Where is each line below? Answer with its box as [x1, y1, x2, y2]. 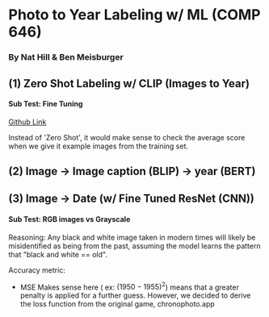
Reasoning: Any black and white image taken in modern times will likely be [8, 232, 256, 242]
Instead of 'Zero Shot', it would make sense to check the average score [8, 132, 246, 142]
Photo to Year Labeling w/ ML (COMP [8, 6, 261, 24]
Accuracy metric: [8, 265, 66, 275]
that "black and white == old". [8, 249, 107, 259]
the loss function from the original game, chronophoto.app [19, 299, 216, 309]
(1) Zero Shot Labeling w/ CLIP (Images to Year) [8, 77, 250, 90]
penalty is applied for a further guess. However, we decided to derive [19, 290, 251, 300]
